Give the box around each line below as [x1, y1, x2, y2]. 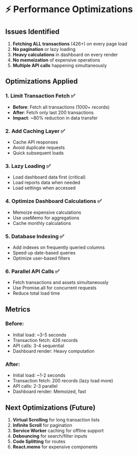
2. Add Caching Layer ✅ [5, 127, 65, 134]
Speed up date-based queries [12, 249, 76, 255]
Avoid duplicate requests [12, 144, 65, 150]
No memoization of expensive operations [12, 57, 100, 63]
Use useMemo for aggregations [12, 214, 80, 221]
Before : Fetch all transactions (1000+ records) [12, 104, 110, 110]
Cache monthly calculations [12, 220, 71, 226]
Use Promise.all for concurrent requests [12, 285, 97, 291]
